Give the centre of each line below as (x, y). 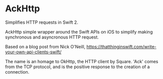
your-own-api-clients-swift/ (33, 52)
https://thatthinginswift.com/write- (121, 46)
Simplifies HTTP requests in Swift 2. (42, 22)
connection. (17, 72)
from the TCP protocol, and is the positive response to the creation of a (78, 67)
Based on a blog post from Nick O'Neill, (45, 46)
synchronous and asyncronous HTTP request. (52, 37)
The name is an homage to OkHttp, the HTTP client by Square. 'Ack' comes (82, 61)
